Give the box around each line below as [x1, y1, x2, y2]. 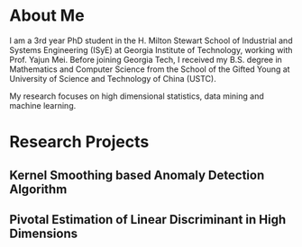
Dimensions [9, 225, 78, 241]
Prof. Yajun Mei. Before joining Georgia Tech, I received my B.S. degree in [9, 54, 282, 65]
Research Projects [9, 132, 150, 153]
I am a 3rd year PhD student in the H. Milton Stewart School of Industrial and [9, 35, 293, 46]
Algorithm [9, 181, 68, 197]
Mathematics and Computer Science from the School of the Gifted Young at [9, 64, 290, 75]
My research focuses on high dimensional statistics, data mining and [9, 91, 264, 101]
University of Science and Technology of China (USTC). [9, 73, 216, 84]
